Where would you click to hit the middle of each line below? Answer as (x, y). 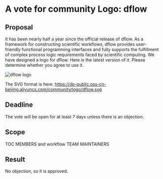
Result (15, 160)
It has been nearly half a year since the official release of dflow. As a (74, 39)
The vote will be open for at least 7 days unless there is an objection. (74, 117)
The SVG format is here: (29, 84)
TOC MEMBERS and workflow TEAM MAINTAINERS (57, 144)
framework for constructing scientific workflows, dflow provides (70, 44)
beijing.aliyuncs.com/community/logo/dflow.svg (54, 89)
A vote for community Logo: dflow (76, 9)
